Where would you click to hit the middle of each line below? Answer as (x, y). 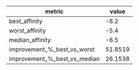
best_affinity (26, 21)
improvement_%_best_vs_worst (52, 49)
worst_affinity (28, 30)
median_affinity (30, 40)
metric (54, 11)
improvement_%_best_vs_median (54, 59)
